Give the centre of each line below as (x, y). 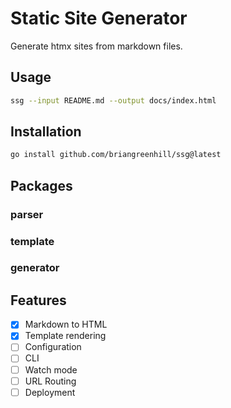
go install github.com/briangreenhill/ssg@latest (116, 155)
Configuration (53, 347)
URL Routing (50, 381)
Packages (41, 185)
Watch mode (51, 369)
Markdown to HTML (66, 324)
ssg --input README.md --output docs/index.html (113, 100)
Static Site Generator (99, 18)
